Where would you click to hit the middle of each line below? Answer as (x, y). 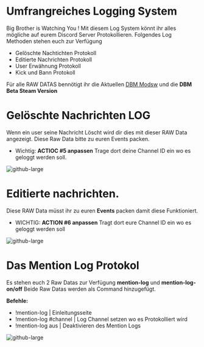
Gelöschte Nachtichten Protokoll (55, 53)
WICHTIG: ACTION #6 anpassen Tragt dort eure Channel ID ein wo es (103, 222)
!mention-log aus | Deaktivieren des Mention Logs (78, 326)
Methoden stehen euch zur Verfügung (54, 41)
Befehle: (17, 301)
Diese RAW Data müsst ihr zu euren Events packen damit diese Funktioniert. (102, 210)
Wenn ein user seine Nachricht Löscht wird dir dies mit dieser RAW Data (97, 132)
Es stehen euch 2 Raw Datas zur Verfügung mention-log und (83, 282)
